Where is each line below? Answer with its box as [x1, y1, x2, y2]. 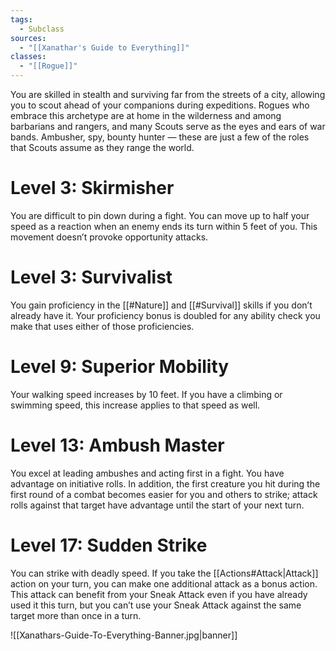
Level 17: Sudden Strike [10, 534, 208, 556]
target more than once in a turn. [10, 609, 142, 621]
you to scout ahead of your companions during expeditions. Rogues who [10, 99, 310, 111]
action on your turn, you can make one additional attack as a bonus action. [10, 577, 318, 590]
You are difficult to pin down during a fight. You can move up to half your [10, 209, 310, 221]
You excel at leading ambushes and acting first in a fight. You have [10, 467, 285, 479]
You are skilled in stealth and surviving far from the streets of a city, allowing [10, 89, 326, 100]
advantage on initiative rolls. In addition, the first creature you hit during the [10, 477, 321, 490]
